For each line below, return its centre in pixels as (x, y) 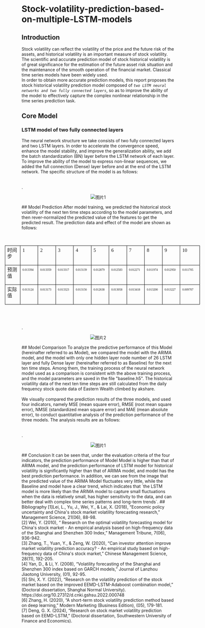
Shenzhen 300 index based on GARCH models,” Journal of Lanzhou (90, 569)
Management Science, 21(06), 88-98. (59, 517)
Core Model (40, 116)
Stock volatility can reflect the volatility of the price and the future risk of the (98, 49)
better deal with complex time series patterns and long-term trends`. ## (94, 502)
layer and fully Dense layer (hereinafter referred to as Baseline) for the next (97, 363)
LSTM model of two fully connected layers (72, 130)
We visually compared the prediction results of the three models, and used (96, 399)
